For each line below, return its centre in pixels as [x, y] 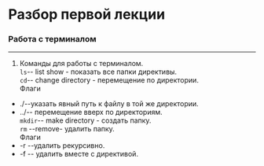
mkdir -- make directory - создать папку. [85, 120]
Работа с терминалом [52, 39]
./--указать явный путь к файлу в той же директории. [109, 104]
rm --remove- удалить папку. [67, 129]
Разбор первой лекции [87, 15]
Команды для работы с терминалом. [81, 64]
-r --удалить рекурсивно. [62, 146]
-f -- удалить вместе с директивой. [79, 154]
